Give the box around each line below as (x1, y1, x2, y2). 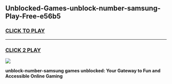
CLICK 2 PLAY (5, 46, 41, 53)
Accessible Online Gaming (5, 73, 63, 79)
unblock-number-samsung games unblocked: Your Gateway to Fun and (5, 67, 161, 73)
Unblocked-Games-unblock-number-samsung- (5, 4, 161, 13)
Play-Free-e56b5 (5, 12, 61, 21)
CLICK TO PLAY (5, 27, 45, 35)
